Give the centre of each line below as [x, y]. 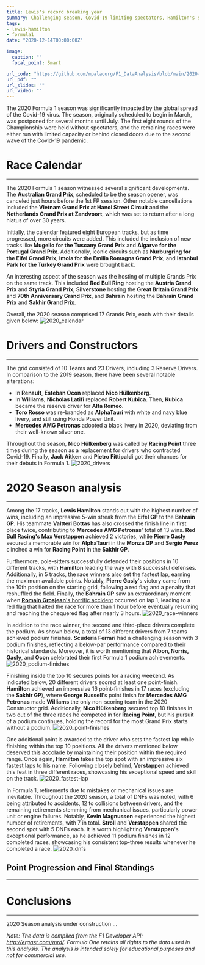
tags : [13, 23]
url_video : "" [24, 91]
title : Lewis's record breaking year [54, 12]
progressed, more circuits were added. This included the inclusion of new [99, 239]
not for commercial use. [36, 955]
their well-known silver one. [50, 432]
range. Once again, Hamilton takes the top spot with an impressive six [95, 759]
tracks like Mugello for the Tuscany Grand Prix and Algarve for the [92, 246]
